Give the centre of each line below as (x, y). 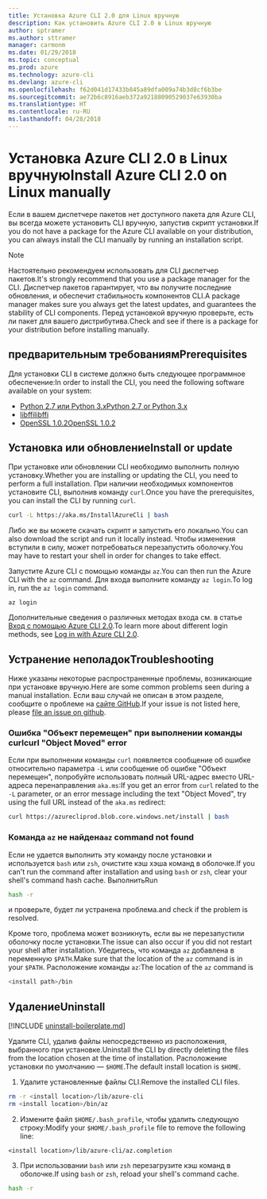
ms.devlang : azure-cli (46, 82)
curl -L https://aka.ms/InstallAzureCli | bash (89, 515)
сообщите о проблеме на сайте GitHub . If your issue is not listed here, (124, 704)
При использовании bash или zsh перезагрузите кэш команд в (125, 1165)
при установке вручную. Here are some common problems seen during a (129, 687)
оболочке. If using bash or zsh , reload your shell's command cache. (130, 1174)
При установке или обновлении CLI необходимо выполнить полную (124, 467)
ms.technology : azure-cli (51, 75)
